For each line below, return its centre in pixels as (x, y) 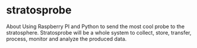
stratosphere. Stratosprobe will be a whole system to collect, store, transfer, (99, 32)
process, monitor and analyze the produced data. (66, 39)
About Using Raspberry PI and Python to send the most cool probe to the (96, 26)
